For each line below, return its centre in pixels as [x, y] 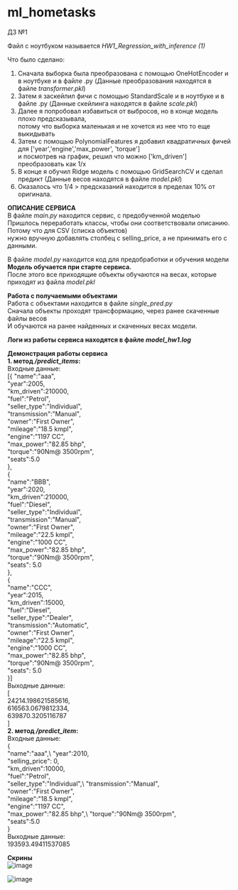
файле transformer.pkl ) [52, 88]
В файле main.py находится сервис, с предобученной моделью [104, 215]
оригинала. [34, 194]
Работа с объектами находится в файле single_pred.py [90, 303]
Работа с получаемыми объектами [63, 295]
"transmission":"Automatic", [48, 625]
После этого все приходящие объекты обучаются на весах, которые [112, 274]
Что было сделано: [36, 59]
